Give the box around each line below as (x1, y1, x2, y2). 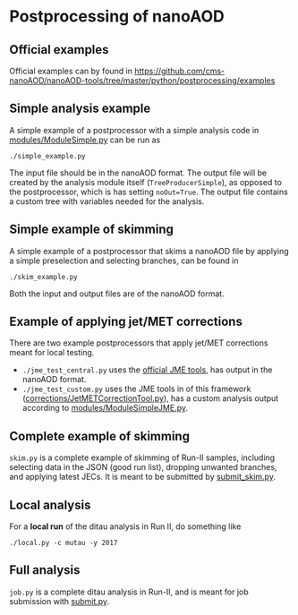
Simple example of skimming (9, 222, 175, 237)
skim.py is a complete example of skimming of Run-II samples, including (9, 452, 276, 463)
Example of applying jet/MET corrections (9, 314, 243, 329)
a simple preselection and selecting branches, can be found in (9, 255, 239, 266)
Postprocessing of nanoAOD (9, 6, 226, 27)
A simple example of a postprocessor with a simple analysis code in (9, 124, 260, 135)
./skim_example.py (9, 272, 78, 281)
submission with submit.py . (9, 595, 110, 606)
